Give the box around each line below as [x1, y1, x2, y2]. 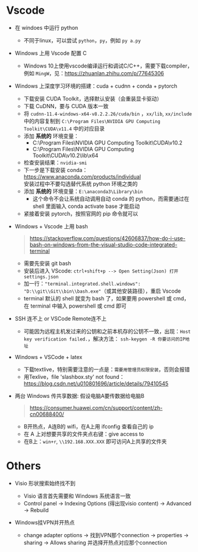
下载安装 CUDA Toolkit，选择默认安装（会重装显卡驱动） [23, 95, 162, 102]
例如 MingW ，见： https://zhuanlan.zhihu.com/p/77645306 [23, 69, 165, 76]
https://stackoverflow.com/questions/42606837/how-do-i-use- [29, 234, 186, 242]
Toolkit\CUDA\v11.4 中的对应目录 [23, 125, 105, 132]
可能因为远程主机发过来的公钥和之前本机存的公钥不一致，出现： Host [23, 327, 191, 335]
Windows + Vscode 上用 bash [14, 222, 88, 230]
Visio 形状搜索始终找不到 [14, 479, 76, 487]
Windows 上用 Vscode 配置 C [14, 49, 87, 57]
